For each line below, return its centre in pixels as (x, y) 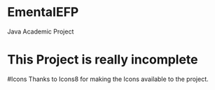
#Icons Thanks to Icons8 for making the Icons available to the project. (108, 79)
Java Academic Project (41, 31)
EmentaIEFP (43, 12)
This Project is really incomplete (103, 60)
